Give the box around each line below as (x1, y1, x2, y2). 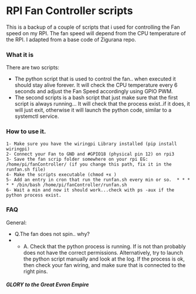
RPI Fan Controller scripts (6, 4, 133, 18)
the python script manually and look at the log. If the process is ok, (23, 255, 185, 262)
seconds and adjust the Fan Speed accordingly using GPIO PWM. (14, 88, 173, 95)
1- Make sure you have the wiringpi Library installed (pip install (6, 141, 177, 147)
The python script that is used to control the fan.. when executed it (14, 75, 176, 83)
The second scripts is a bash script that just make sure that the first (14, 94, 178, 101)
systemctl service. (14, 113, 59, 120)
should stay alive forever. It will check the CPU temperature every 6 (14, 82, 178, 89)
